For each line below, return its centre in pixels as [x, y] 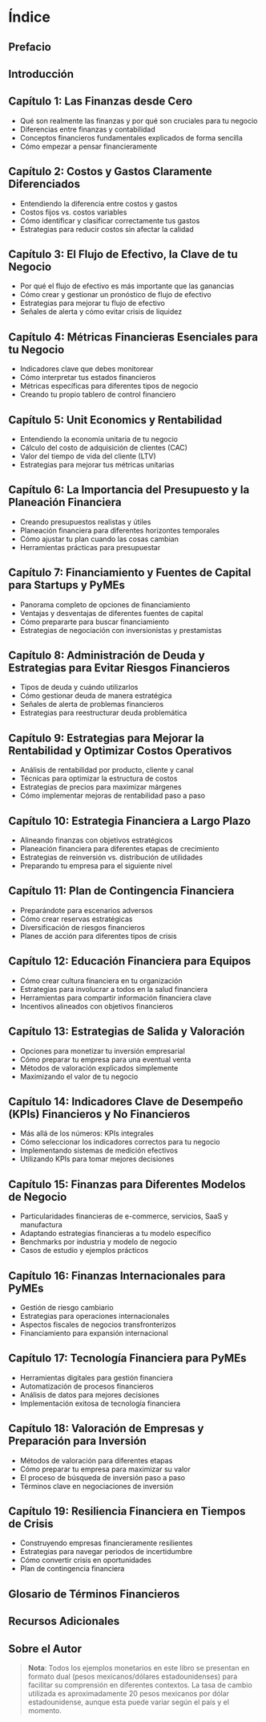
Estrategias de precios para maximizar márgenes [101, 787]
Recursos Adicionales [64, 1621]
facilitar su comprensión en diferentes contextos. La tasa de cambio [140, 1685]
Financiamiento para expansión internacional [94, 1332]
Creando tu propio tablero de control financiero [98, 394]
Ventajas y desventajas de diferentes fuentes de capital [111, 613]
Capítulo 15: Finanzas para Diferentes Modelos [127, 1184]
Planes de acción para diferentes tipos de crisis [99, 936]
